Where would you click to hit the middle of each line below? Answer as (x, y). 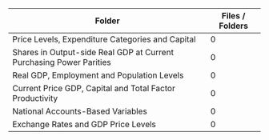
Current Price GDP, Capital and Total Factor (94, 88)
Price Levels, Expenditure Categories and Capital (104, 39)
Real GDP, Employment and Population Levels (98, 75)
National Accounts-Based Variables (80, 111)
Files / (233, 16)
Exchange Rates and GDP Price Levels (84, 124)
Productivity (35, 98)
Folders (233, 26)
